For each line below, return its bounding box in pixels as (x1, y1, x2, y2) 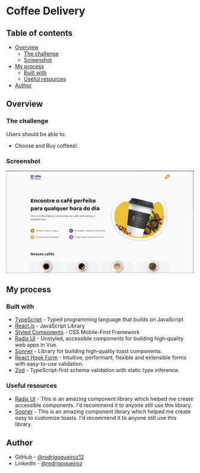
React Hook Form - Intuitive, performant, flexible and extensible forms (14, 354, 187, 361)
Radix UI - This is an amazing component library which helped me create (14, 395, 193, 402)
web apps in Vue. (14, 341, 58, 348)
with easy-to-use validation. (14, 360, 84, 367)
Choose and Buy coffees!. (14, 142, 79, 149)
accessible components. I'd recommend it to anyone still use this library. (14, 401, 192, 409)
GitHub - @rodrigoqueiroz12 (14, 453, 85, 460)
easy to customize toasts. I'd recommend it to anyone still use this (14, 414, 177, 421)
